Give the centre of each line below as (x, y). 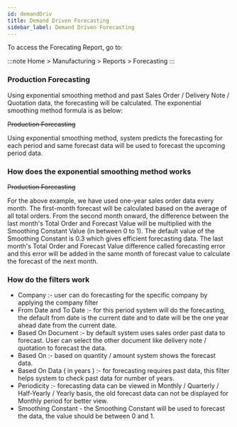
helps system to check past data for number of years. (96, 379)
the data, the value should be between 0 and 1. (86, 416)
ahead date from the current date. (67, 325)
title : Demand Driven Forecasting (59, 21)
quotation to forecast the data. (62, 348)
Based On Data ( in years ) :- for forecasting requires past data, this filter (123, 371)
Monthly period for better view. (63, 401)
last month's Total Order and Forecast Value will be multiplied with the (109, 223)
